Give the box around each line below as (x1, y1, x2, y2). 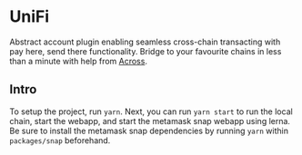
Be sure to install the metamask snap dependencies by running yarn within (9, 125, 289, 136)
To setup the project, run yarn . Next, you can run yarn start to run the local (9, 106, 293, 117)
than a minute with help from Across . (9, 55, 148, 66)
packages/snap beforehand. (9, 134, 111, 146)
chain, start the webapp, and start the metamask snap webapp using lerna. (9, 115, 291, 126)
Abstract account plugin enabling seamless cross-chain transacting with (9, 36, 281, 47)
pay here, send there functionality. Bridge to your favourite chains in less (9, 45, 282, 56)
